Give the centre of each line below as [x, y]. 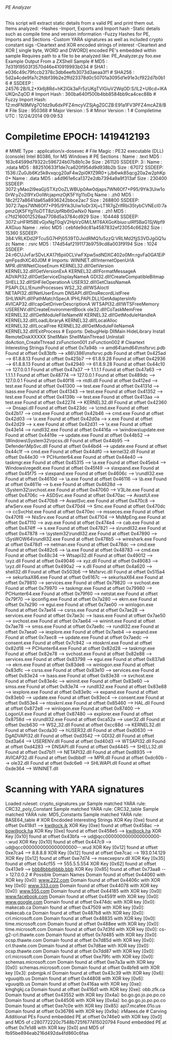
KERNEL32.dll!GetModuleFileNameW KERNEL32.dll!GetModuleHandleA [81, 315]
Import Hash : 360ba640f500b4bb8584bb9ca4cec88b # [96, 94]
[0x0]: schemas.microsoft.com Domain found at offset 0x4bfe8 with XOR [83, 967]
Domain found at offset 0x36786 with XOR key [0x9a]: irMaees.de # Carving [86, 1011]
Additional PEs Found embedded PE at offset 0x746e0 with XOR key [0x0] [84, 1017]
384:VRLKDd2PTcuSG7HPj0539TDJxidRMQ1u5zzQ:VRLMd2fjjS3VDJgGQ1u [86, 239]
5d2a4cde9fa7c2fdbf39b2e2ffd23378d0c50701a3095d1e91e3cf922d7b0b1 [85, 78]
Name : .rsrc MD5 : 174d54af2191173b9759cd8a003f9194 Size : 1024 [84, 244]
